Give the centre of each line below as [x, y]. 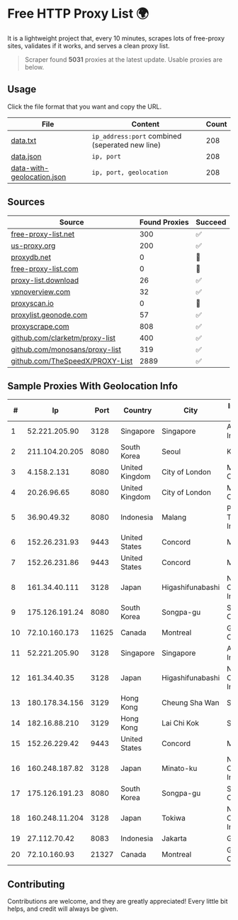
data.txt [24, 141]
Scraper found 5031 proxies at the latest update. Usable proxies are [124, 59]
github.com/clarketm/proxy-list [63, 338]
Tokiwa [174, 818]
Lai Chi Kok [181, 723]
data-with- [30, 168]
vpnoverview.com [41, 292]
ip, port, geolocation [130, 172]
